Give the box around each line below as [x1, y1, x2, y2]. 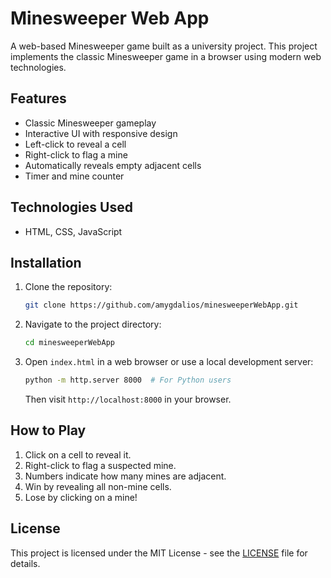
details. [10, 557, 41, 569]
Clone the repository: [24, 281, 113, 293]
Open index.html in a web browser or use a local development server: [24, 356, 314, 368]
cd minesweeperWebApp [24, 338, 115, 348]
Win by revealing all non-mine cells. [24, 480, 172, 492]
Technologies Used [10, 199, 133, 216]
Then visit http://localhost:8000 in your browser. [24, 393, 232, 405]
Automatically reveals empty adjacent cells [24, 159, 202, 171]
